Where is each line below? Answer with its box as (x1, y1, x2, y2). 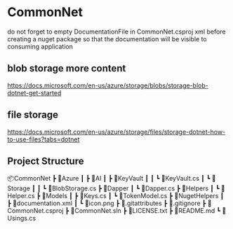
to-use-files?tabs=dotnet (7, 134, 80, 144)
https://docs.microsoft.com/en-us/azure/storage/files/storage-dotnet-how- (7, 127, 226, 136)
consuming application (7, 42, 74, 50)
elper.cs (7, 192, 35, 200)
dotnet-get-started (7, 88, 62, 97)
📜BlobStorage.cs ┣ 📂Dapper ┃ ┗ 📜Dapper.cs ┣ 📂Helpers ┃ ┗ (48, 184, 220, 193)
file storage (7, 109, 58, 121)
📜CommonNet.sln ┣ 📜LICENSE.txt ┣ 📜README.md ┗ (70, 207, 221, 215)
